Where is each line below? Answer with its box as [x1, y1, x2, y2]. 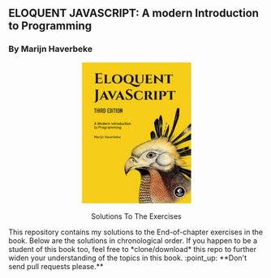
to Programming [8, 19, 92, 33]
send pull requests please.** [8, 261, 104, 271]
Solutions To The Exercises [91, 211, 182, 221]
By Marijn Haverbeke [8, 44, 93, 55]
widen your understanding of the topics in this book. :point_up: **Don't [8, 253, 247, 263]
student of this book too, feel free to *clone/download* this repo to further [8, 244, 257, 254]
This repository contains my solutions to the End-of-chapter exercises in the [8, 227, 264, 237]
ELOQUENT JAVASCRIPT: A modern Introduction [8, 6, 260, 20]
